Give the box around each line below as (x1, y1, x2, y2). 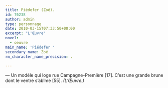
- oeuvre (10, 40, 28, 45)
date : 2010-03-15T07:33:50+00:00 (5, 26, 75, 31)
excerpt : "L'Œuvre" (5, 31, 46, 36)
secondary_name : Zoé (5, 49, 49, 54)
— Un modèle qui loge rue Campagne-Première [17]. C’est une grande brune (5, 72, 163, 78)
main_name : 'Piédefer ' (5, 45, 55, 50)
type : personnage (5, 21, 42, 27)
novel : (5, 36, 19, 41)
